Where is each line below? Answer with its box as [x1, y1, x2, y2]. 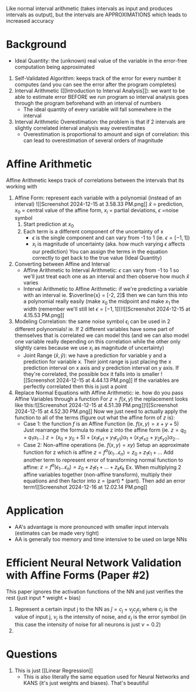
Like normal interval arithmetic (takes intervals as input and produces [6, 5, 173, 12]
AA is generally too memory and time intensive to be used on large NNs [14, 536, 187, 543]
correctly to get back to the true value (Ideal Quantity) [32, 254, 162, 261]
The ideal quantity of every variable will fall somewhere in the [23, 105, 171, 113]
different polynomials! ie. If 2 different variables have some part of [14, 325, 174, 332]
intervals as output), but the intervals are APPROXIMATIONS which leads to [6, 11, 187, 18]
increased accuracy [6, 18, 54, 24]
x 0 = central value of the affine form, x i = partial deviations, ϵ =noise [14, 206, 179, 215]
